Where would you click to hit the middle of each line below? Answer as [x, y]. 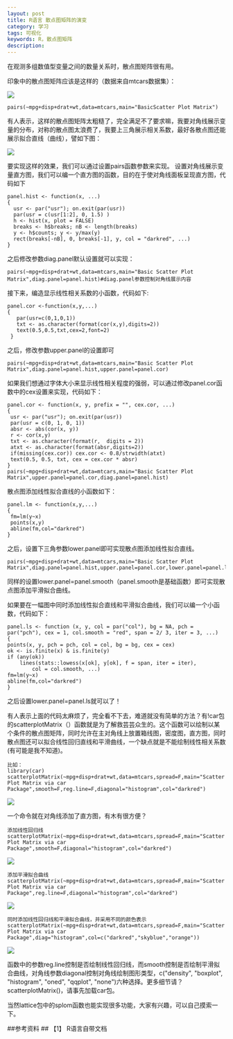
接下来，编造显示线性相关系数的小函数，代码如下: [78, 293]
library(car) [26, 771]
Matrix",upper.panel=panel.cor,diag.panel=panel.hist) [88, 478]
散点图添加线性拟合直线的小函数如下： [62, 491]
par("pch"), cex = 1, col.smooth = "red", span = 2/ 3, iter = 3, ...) [113, 633]
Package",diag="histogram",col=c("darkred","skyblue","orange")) [103, 938]
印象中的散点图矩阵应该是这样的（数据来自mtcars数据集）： [92, 81]
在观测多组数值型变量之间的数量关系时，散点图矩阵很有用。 [92, 66]
